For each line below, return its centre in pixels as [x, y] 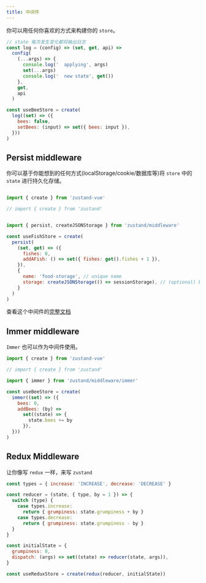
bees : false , [34, 122]
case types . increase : [45, 506]
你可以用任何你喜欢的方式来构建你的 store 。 [62, 30]
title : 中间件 [23, 12]
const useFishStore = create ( [45, 236]
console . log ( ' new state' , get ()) [68, 76]
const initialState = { [37, 546]
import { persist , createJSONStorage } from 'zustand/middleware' [93, 226]
